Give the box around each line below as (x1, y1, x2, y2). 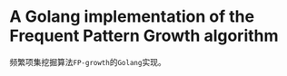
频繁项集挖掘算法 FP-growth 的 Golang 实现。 (9, 56, 166, 67)
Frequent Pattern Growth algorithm (9, 25, 279, 46)
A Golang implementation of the (9, 6, 255, 27)
